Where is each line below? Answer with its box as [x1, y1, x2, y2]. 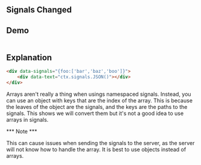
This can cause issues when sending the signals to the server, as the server [6, 139, 195, 146]
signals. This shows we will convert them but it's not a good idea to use [6, 110, 184, 117]
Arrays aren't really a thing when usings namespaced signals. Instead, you [6, 90, 191, 98]
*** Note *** [6, 128, 37, 135]
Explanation [6, 52, 53, 63]
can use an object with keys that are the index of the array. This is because [6, 96, 193, 104]
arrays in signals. [6, 116, 49, 123]
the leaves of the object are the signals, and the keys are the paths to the [6, 103, 188, 110]
